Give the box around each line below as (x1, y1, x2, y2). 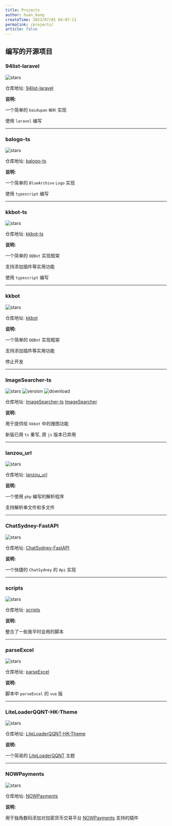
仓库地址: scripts (5, 607, 40, 613)
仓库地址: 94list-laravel (5, 85, 54, 91)
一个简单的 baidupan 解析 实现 (5, 106, 67, 113)
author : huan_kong (5, 12, 45, 17)
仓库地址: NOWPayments (5, 793, 58, 799)
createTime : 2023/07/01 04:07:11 (5, 17, 77, 22)
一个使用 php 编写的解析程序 (5, 494, 64, 500)
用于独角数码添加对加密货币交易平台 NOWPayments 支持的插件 (5, 815, 139, 821)
